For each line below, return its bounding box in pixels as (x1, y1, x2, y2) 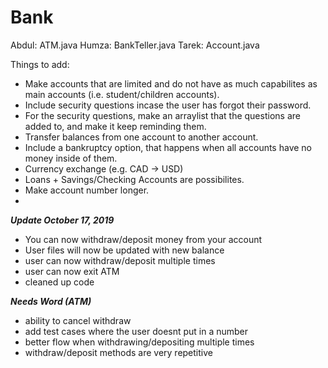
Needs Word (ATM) (10, 295, 92, 307)
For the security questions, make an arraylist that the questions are (24, 109, 301, 121)
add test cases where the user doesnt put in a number (24, 325, 249, 337)
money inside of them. (24, 152, 118, 164)
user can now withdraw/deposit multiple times (24, 254, 216, 266)
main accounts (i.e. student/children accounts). (24, 88, 220, 100)
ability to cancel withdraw (24, 314, 132, 326)
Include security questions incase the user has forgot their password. (24, 99, 312, 111)
